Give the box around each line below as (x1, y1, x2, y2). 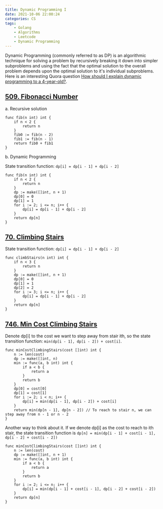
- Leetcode (14, 35, 36, 40)
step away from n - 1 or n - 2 (5, 412, 69, 417)
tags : (5, 21, 16, 26)
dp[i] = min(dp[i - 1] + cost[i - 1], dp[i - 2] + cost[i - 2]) (22, 486, 156, 492)
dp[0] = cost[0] (14, 386, 47, 392)
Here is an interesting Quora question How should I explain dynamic (5, 73, 142, 79)
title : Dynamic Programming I (5, 7, 67, 12)
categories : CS (5, 16, 36, 21)
